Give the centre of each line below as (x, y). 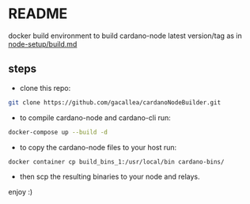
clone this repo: (45, 88)
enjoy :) (21, 192)
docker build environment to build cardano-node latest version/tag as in (125, 36)
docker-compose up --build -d (58, 132)
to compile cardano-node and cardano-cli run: (95, 117)
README (38, 14)
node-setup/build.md (43, 43)
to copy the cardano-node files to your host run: (98, 147)
